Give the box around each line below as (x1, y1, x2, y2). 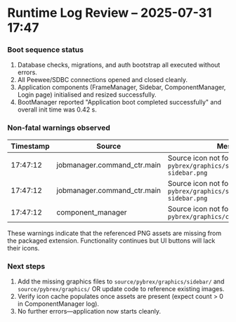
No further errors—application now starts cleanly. (17, 307, 162, 316)
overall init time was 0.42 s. (17, 105, 97, 114)
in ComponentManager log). (17, 300, 100, 308)
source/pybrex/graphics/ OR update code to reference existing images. (17, 285, 225, 293)
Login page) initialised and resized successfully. (17, 90, 157, 99)
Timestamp (11, 141, 51, 151)
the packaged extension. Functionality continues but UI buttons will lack (7, 236, 216, 245)
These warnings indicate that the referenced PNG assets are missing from (7, 229, 222, 237)
